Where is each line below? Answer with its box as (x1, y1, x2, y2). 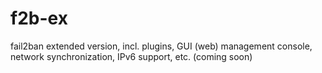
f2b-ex (10, 7, 68, 30)
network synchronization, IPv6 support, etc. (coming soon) (10, 50, 253, 62)
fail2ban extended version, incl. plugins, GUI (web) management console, (10, 40, 313, 52)
